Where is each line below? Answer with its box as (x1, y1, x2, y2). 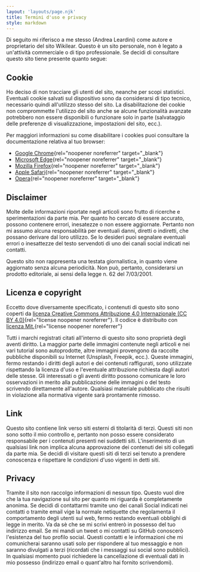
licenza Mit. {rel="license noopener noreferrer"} (6, 322, 123, 330)
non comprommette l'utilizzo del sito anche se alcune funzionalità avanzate (6, 107, 192, 115)
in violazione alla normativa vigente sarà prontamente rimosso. (6, 391, 161, 398)
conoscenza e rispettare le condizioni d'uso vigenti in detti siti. (6, 456, 160, 463)
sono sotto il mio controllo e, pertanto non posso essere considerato (6, 430, 174, 438)
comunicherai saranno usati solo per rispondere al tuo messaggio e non (6, 540, 183, 547)
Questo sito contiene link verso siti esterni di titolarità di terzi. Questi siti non (6, 425, 193, 432)
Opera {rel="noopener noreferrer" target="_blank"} (14, 175, 140, 182)
